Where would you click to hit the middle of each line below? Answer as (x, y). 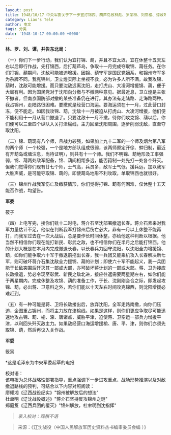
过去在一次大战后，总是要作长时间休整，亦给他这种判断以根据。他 (96, 236)
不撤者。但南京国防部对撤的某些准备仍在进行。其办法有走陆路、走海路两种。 (85, 98)
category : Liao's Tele (29, 19)
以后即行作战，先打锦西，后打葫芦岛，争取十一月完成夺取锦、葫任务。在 (85, 66)
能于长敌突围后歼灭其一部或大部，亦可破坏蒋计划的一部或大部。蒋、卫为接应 (85, 268)
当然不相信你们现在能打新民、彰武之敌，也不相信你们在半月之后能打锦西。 (83, 242)
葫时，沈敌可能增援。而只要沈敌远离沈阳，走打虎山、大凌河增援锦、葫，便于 (85, 85)
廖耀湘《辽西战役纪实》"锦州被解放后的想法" (52, 393)
